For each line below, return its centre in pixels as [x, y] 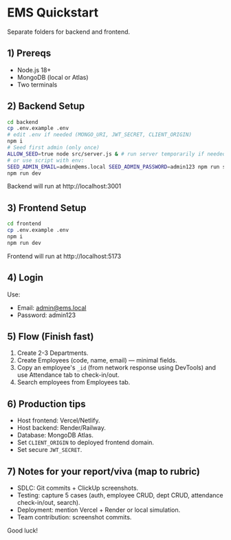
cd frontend [24, 224]
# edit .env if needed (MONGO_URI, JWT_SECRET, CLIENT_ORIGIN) [100, 135]
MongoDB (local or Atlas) [53, 77]
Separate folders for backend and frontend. [69, 32]
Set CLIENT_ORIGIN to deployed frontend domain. [86, 442]
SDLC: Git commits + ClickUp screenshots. [78, 488]
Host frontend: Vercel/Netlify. [59, 420]
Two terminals [37, 85]
